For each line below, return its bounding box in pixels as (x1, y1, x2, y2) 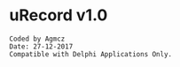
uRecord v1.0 (9, 5, 108, 26)
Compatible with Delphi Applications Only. (9, 49, 173, 58)
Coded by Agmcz (9, 34, 66, 43)
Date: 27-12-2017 (9, 41, 74, 51)
